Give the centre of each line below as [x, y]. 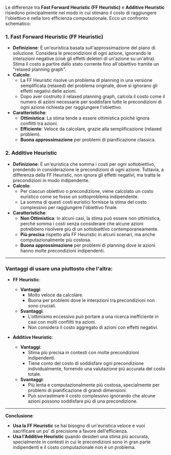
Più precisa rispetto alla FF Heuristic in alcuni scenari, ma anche [88, 234]
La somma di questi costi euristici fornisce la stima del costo [83, 202]
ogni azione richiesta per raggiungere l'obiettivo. [71, 107]
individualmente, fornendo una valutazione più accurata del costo [96, 368]
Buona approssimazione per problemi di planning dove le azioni [88, 245]
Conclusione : [20, 416]
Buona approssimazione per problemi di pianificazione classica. [88, 140]
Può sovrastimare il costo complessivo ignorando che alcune [92, 395]
